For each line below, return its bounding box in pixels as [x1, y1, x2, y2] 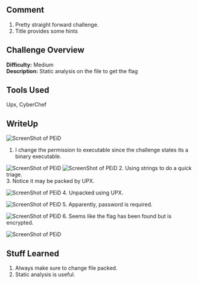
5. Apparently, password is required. [62, 201, 153, 208]
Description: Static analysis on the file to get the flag [6, 67, 138, 74]
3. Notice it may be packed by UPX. [6, 177, 95, 185]
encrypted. [6, 219, 34, 226]
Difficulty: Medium [6, 61, 54, 68]
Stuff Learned [6, 248, 59, 259]
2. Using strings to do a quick [118, 165, 192, 172]
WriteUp [6, 118, 39, 129]
